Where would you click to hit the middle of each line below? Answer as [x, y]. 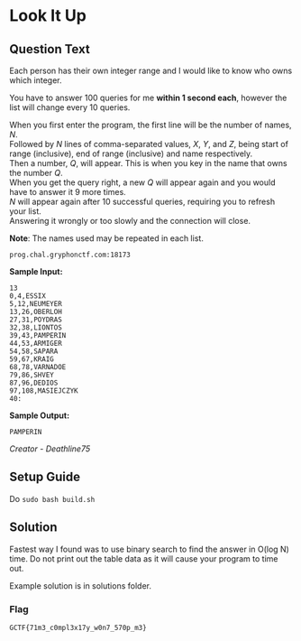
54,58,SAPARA [34, 351]
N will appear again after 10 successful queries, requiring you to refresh [142, 201]
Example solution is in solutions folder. [80, 585]
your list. [26, 211]
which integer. [36, 80]
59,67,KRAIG [32, 359]
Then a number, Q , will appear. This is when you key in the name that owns [148, 163]
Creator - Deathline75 [50, 449]
